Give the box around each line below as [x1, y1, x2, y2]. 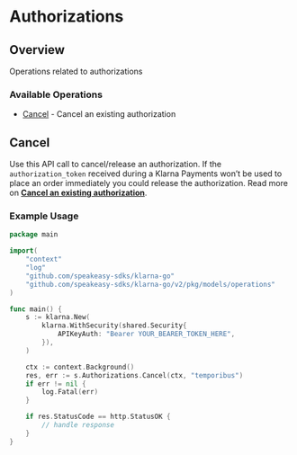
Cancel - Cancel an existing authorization [22, 109, 176, 120]
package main [9, 230, 58, 239]
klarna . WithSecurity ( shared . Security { [41, 321, 187, 330]
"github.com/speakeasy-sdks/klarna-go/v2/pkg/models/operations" [25, 280, 276, 289]
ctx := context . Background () [25, 362, 135, 371]
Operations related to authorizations [9, 66, 143, 76]
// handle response [41, 421, 115, 430]
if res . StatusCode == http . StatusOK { [25, 412, 171, 422]
